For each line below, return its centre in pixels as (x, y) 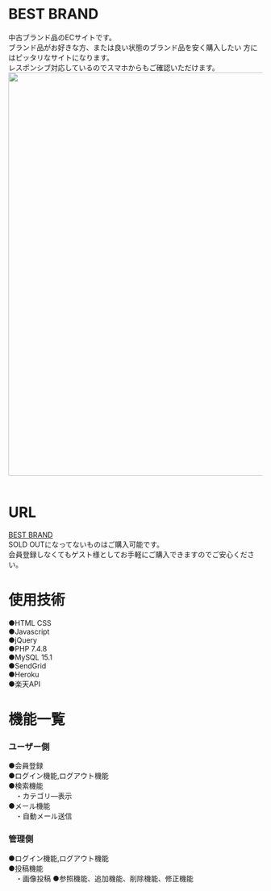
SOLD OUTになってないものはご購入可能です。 (86, 544)
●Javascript (29, 631)
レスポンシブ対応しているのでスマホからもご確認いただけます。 (114, 67)
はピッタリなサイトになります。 (61, 57)
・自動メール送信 (44, 816)
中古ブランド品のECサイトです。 (63, 37)
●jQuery (23, 640)
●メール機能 (29, 806)
